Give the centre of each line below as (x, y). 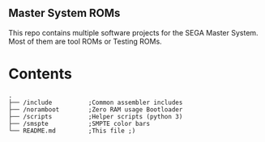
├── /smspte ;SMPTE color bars (79, 123)
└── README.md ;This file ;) (72, 131)
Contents (41, 74)
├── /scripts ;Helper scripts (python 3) (96, 116)
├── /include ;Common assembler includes (96, 102)
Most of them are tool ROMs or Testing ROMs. (85, 41)
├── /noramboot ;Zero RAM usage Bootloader (96, 109)
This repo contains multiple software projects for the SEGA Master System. (133, 32)
